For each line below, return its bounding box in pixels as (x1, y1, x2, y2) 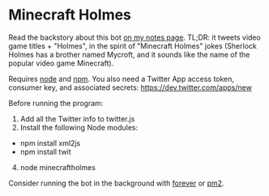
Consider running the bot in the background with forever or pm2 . (8, 178, 224, 188)
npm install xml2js (19, 138, 81, 147)
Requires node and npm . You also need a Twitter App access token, (8, 74, 235, 83)
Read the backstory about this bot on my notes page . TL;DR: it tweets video (8, 32, 261, 42)
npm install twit (19, 147, 71, 156)
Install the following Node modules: (19, 122, 139, 132)
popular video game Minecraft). (8, 58, 114, 68)
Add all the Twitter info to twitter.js (19, 113, 135, 123)
